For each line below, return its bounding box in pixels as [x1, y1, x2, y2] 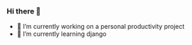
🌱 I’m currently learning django [16, 30, 107, 38]
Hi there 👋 [6, 6, 42, 16]
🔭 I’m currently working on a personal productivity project [16, 22, 185, 31]
